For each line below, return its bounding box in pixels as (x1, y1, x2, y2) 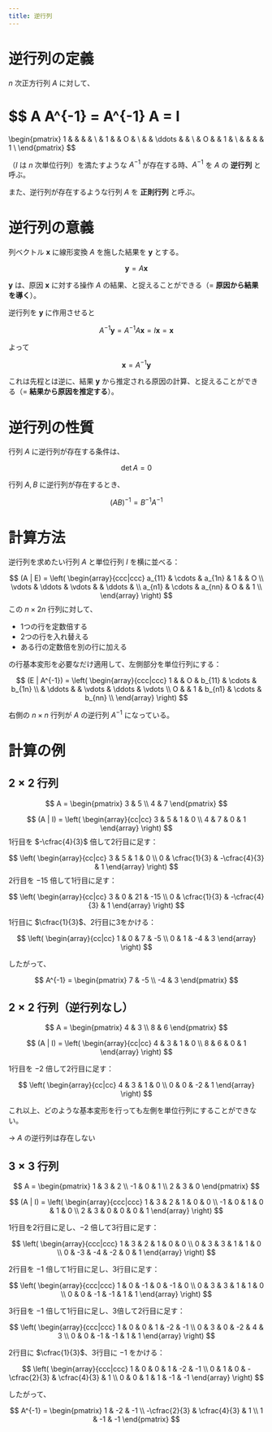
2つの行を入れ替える (19, 632, 89, 642)
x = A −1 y (121, 358, 152, 370)
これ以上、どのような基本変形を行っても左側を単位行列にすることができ (8, 1106, 250, 1115)
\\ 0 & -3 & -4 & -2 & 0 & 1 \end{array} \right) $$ (56, 1247, 217, 1258)
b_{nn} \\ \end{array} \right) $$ (84, 693, 188, 703)
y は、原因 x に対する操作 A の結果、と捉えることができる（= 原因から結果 (8, 280, 259, 290)
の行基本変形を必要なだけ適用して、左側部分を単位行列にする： (8, 659, 222, 668)
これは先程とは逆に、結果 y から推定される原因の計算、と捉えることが (8, 376, 244, 387)
